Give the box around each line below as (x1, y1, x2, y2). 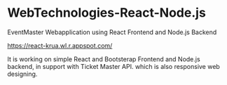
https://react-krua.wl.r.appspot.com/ (7, 41, 113, 49)
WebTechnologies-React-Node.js (7, 5, 207, 21)
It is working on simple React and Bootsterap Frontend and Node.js (7, 54, 201, 63)
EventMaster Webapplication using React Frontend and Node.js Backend (7, 28, 217, 36)
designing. (7, 70, 38, 78)
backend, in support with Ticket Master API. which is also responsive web (7, 62, 221, 70)
